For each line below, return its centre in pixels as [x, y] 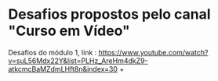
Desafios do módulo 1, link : [53, 52]
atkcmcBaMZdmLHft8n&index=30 [63, 69]
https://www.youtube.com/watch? [153, 52]
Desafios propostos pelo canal [109, 14]
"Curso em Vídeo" [69, 31]
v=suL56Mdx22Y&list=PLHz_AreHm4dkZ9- [78, 61]
